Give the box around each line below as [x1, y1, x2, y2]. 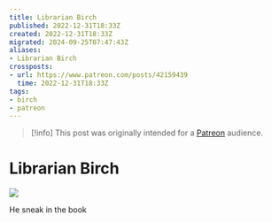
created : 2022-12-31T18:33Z [9, 29, 113, 38]
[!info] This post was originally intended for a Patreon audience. [30, 127, 264, 138]
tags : [9, 87, 29, 96]
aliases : [9, 46, 42, 55]
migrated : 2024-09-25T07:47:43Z [9, 37, 128, 47]
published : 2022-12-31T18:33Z [9, 21, 121, 30]
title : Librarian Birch [9, 12, 97, 22]
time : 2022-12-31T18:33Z [17, 79, 109, 88]
